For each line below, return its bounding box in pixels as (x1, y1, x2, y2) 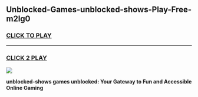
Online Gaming (6, 84, 44, 91)
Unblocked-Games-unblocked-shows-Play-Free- (6, 5, 192, 15)
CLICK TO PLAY (6, 32, 52, 40)
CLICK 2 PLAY (6, 53, 47, 62)
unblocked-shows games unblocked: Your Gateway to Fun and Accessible (6, 78, 192, 85)
